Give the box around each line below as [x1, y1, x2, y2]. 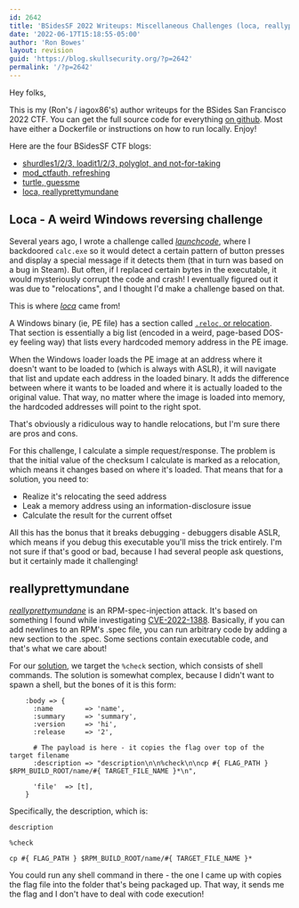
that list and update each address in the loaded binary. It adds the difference [9, 372, 290, 383]
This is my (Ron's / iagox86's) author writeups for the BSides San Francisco [9, 104, 287, 115]
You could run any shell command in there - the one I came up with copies [9, 870, 282, 880]
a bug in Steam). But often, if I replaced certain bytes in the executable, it [9, 264, 278, 274]
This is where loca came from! [9, 300, 121, 311]
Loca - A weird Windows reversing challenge [9, 212, 263, 227]
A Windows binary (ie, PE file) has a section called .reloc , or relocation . [9, 317, 272, 328]
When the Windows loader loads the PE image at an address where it [9, 354, 263, 364]
